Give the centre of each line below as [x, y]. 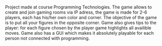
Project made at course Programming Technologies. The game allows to [79, 7]
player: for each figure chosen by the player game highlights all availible [78, 28]
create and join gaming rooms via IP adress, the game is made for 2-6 [76, 12]
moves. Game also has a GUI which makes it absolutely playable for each [80, 33]
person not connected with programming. [47, 38]
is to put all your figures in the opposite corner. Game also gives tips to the [81, 23]
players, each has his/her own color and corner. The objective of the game [81, 17]
